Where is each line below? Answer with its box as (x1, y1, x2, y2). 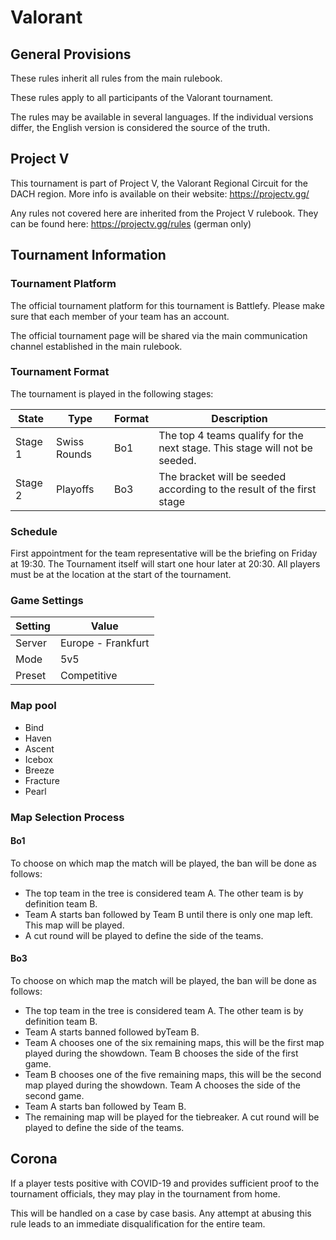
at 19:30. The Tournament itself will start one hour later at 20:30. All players (10, 558, 321, 570)
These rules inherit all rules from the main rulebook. (10, 72, 223, 84)
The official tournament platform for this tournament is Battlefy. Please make (10, 299, 325, 311)
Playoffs (56, 482, 95, 496)
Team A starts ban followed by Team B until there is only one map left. (24, 908, 314, 920)
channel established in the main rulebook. (10, 340, 183, 352)
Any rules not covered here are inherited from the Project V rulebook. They (10, 207, 319, 219)
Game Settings (10, 594, 84, 608)
